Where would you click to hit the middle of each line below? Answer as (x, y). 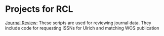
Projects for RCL (39, 9)
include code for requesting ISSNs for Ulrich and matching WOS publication (82, 28)
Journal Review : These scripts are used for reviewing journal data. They (78, 23)
